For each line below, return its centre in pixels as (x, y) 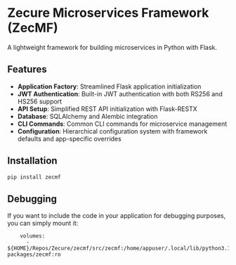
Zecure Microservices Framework (108, 13)
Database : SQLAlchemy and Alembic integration (87, 116)
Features (27, 69)
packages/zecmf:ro (34, 254)
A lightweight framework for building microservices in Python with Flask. (112, 47)
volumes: (33, 236)
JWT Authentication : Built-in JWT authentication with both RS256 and (120, 93)
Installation (32, 161)
